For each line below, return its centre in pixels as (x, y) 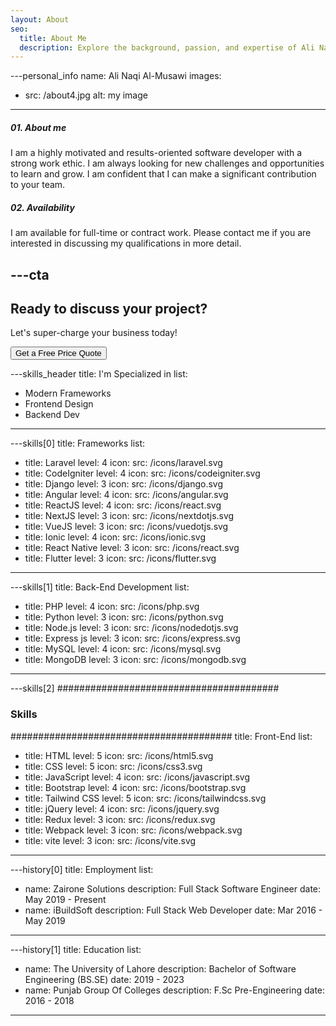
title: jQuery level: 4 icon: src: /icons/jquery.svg (122, 808)
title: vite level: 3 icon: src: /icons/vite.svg (110, 840)
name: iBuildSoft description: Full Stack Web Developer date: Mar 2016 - (173, 910)
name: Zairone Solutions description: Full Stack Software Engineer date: (173, 888)
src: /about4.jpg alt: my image (86, 95)
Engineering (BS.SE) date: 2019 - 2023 (104, 979)
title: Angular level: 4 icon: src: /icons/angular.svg (126, 495)
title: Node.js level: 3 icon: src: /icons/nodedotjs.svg (131, 628)
